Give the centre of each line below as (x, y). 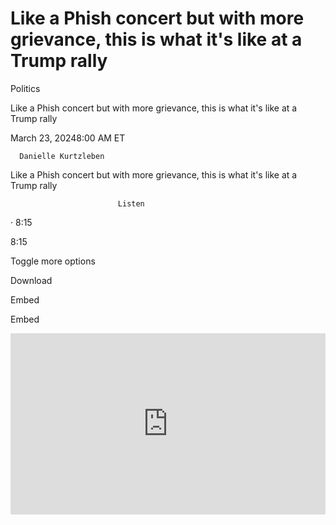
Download (31, 280)
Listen (131, 203)
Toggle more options (53, 261)
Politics (25, 88)
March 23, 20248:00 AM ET (68, 138)
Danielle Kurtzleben (62, 156)
